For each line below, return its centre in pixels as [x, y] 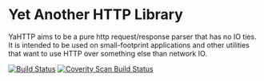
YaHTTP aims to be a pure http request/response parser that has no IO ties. [133, 37]
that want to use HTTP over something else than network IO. [108, 53]
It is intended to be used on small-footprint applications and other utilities [129, 44]
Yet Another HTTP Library [96, 15]
